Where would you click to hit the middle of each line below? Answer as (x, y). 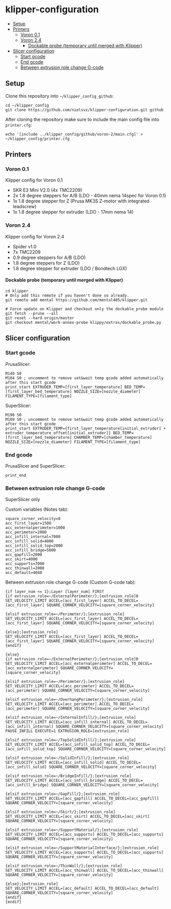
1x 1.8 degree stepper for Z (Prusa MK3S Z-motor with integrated (81, 201)
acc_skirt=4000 (22, 559)
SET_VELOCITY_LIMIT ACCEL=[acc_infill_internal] (58, 722)
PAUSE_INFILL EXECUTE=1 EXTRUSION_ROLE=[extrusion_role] (67, 731)
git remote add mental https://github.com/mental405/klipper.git (76, 300)
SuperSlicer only (23, 499)
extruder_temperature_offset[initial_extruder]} (58, 433)
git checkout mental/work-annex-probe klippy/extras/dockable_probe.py (83, 322)
